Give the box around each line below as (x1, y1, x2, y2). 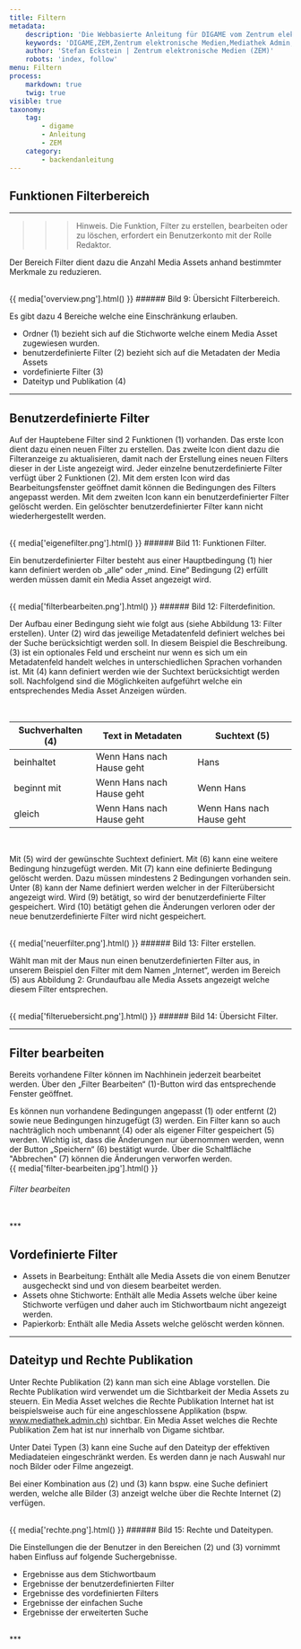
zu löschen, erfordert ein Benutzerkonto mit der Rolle (75, 230, 272, 241)
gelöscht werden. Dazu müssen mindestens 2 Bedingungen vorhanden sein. (9, 873, 291, 884)
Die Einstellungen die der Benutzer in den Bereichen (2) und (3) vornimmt (9, 1541, 280, 1552)
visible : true (9, 96, 63, 106)
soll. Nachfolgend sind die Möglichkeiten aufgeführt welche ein (9, 675, 243, 687)
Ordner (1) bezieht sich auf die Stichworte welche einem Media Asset (21, 329, 278, 339)
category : (25, 146, 63, 155)
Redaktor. (75, 240, 112, 251)
